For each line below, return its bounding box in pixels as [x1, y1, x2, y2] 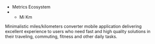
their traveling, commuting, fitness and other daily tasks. [5, 33, 118, 39]
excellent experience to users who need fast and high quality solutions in [5, 29, 151, 34]
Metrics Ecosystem [12, 4, 51, 10]
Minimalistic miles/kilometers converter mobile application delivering [5, 23, 142, 29]
